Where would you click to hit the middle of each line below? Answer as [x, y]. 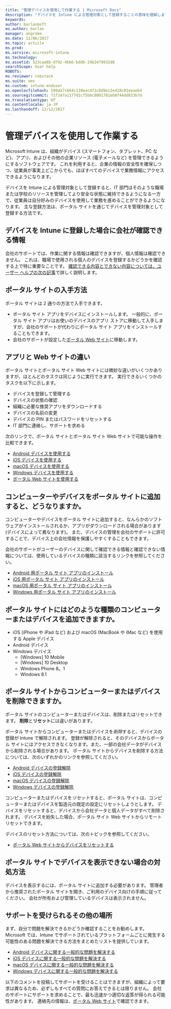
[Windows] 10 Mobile [42, 657]
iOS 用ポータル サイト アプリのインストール [58, 579]
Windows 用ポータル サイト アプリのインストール [64, 592]
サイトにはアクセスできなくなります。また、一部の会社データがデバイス [86, 744]
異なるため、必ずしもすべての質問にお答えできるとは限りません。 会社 [88, 989]
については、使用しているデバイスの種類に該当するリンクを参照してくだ [85, 556]
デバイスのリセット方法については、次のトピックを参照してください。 [79, 834]
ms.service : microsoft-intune [37, 52]
